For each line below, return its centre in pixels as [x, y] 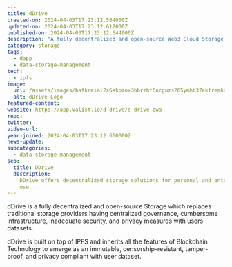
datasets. [20, 228]
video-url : [23, 129]
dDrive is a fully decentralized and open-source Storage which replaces [109, 206]
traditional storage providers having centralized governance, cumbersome [113, 214]
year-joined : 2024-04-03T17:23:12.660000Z [69, 135]
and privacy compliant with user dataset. [83, 257]
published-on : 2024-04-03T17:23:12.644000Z [71, 33]
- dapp [23, 59]
